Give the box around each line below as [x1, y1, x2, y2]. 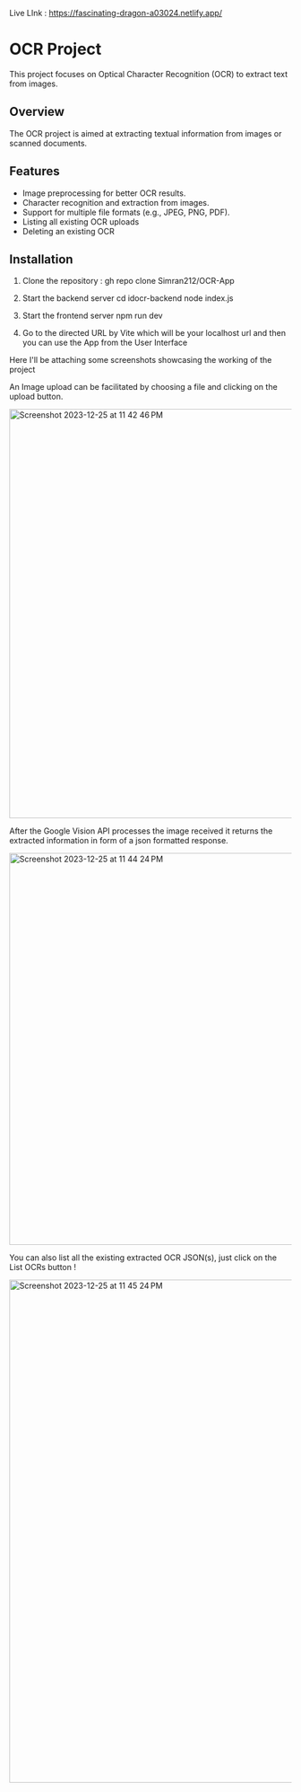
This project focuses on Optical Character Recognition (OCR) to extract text [9, 68, 288, 79]
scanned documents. [9, 137, 88, 148]
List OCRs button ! [9, 1262, 76, 1273]
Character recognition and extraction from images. [21, 197, 210, 207]
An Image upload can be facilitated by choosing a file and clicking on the [9, 382, 278, 393]
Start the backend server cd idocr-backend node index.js [21, 293, 234, 304]
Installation [9, 252, 73, 267]
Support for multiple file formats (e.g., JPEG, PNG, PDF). [21, 207, 230, 217]
